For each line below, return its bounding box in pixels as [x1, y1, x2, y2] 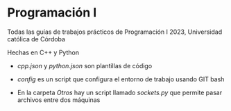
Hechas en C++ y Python [7, 48, 80, 57]
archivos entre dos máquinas [17, 95, 101, 104]
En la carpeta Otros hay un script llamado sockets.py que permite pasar [17, 88, 223, 97]
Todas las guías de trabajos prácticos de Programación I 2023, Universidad [7, 28, 223, 36]
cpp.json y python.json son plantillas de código [17, 61, 153, 70]
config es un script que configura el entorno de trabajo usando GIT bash [17, 74, 225, 83]
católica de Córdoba [7, 34, 66, 43]
